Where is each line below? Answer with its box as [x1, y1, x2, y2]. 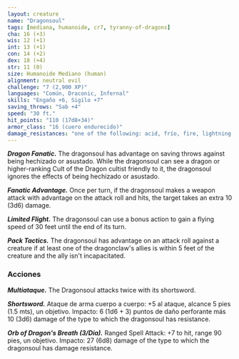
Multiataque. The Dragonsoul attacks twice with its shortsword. [7, 285, 196, 294]
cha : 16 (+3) [7, 30, 46, 38]
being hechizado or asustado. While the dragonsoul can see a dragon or [7, 157, 220, 166]
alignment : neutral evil [7, 76, 81, 84]
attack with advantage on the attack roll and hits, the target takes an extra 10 [7, 193, 233, 202]
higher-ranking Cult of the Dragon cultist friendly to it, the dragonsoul [7, 165, 212, 173]
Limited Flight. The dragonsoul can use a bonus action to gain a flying [7, 215, 215, 223]
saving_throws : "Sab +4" [7, 103, 81, 111]
